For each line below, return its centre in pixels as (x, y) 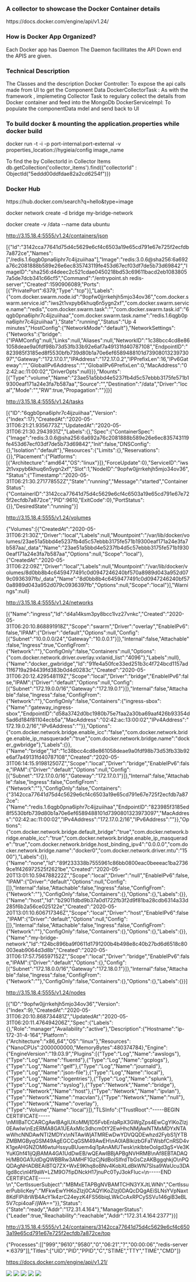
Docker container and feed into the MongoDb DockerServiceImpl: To (88, 102)
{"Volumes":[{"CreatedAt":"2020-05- (51, 529)
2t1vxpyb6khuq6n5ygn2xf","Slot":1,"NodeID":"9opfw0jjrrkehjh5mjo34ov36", (98, 469)
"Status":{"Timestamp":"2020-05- (48, 475)
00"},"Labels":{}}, (27, 857)
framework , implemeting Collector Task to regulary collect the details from (96, 96)
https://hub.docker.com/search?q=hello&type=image (70, 202)
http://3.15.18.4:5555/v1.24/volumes (49, 518)
